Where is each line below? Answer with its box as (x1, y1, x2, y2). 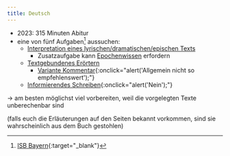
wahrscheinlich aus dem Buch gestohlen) (7, 122, 124, 130)
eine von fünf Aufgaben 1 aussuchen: (16, 36, 120, 45)
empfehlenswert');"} (37, 73, 95, 82)
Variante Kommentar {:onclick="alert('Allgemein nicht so (37, 66, 195, 75)
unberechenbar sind (7, 101, 64, 109)
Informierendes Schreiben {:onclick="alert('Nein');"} (27, 81, 173, 89)
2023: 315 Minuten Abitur (16, 29, 89, 37)
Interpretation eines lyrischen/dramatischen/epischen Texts (27, 44, 196, 53)
